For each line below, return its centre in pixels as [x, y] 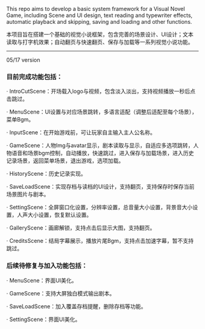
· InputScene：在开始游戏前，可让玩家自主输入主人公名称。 [81, 132]
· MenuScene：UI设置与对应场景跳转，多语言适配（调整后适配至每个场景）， [102, 112]
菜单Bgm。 [20, 120]
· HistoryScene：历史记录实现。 [46, 174]
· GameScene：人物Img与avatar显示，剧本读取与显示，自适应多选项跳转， [100, 145]
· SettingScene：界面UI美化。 [44, 319]
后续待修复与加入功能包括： [47, 266]
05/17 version [23, 60]
